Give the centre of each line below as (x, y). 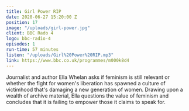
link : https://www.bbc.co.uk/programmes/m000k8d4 (68, 60)
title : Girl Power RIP (34, 11)
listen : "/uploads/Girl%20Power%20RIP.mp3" (60, 55)
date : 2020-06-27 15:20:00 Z (42, 17)
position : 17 (22, 22)
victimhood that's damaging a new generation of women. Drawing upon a (94, 89)
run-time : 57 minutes (32, 50)
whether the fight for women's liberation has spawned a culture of (86, 83)
